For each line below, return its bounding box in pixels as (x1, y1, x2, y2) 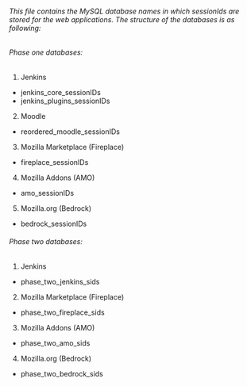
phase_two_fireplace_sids (20, 308, 106, 317)
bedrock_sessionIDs (20, 219, 87, 228)
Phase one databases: (9, 48, 83, 57)
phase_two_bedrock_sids (20, 369, 104, 379)
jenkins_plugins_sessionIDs (20, 96, 110, 105)
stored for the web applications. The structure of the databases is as (9, 14, 235, 24)
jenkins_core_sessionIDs (20, 87, 102, 97)
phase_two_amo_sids (20, 338, 91, 348)
